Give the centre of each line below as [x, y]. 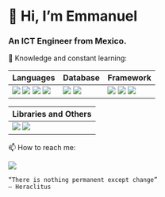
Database [82, 78]
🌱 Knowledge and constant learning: [67, 58]
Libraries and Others [52, 114]
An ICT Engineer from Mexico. [67, 41]
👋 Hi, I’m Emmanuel [73, 16]
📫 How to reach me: [42, 148]
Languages [34, 78]
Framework [130, 78]
